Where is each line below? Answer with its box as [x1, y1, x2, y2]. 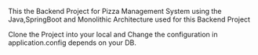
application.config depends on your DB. [8, 38, 137, 47]
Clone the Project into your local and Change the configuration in [8, 30, 218, 39]
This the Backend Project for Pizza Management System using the [8, 7, 222, 15]
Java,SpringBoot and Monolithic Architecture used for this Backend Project [8, 15, 251, 24]
